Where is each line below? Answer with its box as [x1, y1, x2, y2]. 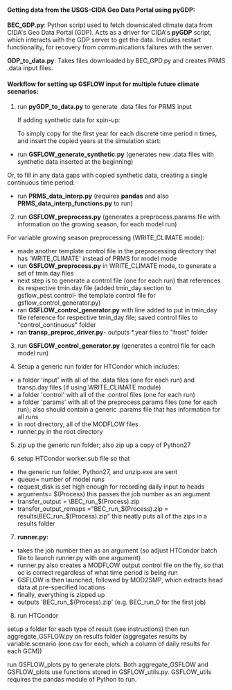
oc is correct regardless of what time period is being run [17, 569, 178, 577]
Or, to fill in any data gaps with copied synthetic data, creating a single [7, 171, 208, 180]
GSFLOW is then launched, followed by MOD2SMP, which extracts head [17, 576, 223, 584]
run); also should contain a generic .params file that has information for [17, 405, 221, 414]
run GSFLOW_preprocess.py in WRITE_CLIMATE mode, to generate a [17, 262, 217, 270]
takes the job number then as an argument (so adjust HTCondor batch [17, 546, 217, 555]
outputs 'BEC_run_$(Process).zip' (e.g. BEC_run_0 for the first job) [17, 598, 206, 607]
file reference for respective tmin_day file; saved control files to [17, 313, 198, 322]
